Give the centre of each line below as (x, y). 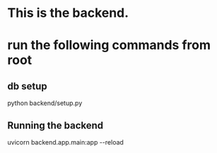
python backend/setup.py (45, 103)
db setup (27, 86)
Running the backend (55, 125)
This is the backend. (68, 13)
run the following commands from (109, 45)
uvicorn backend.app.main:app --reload (65, 142)
